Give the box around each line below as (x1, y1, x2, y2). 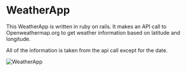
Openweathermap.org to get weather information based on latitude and (6, 29, 181, 36)
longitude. (6, 35, 31, 42)
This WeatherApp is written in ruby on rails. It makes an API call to (6, 23, 167, 30)
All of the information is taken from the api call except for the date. (6, 46, 168, 53)
